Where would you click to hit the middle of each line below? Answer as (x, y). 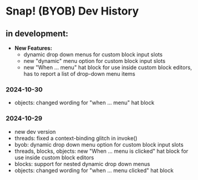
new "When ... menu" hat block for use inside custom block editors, (107, 67)
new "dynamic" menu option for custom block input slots (94, 61)
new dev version (35, 132)
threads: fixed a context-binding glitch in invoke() (76, 138)
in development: (37, 34)
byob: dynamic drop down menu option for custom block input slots (99, 144)
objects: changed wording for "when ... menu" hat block (84, 103)
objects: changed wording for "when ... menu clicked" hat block (94, 170)
